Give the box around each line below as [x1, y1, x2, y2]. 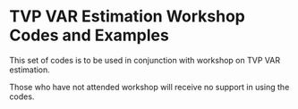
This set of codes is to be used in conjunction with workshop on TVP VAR [9, 54, 280, 65]
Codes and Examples [9, 25, 170, 46]
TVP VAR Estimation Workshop [9, 6, 246, 27]
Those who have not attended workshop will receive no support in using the [9, 81, 290, 92]
